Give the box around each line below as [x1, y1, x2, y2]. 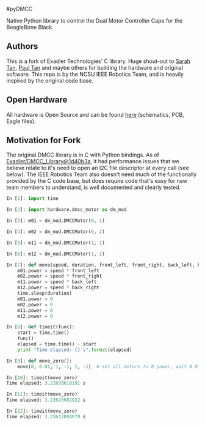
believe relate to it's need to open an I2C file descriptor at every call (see [6, 164, 189, 172]
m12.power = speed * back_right [17, 284, 99, 291]
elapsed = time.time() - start [17, 341, 97, 347]
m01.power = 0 [17, 296, 53, 302]
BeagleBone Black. [6, 24, 54, 31]
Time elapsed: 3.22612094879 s [6, 413, 86, 419]
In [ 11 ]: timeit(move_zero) [6, 391, 78, 397]
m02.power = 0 [17, 301, 53, 308]
